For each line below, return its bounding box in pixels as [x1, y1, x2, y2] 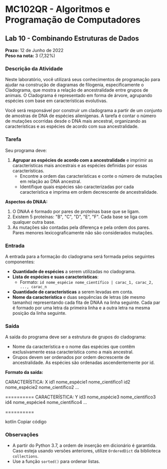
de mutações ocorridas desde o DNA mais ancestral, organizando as [5, 118, 147, 124]
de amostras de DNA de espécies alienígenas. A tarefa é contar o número [5, 113, 157, 119]
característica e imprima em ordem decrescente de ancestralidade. [19, 189, 158, 195]
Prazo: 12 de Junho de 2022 [5, 48, 64, 53]
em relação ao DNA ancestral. [19, 178, 81, 184]
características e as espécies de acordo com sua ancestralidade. [5, 124, 139, 130]
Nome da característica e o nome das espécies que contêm [12, 344, 136, 350]
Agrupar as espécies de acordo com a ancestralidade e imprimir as [12, 157, 154, 163]
